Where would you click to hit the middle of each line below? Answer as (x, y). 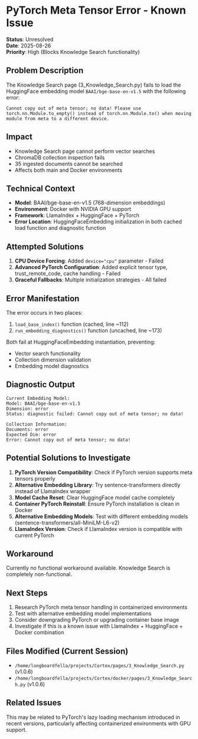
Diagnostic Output (40, 385)
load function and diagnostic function (60, 228)
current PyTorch (34, 535)
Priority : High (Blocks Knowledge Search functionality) (73, 52)
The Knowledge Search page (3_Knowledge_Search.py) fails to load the (94, 85)
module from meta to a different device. (58, 119)
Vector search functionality (48, 353)
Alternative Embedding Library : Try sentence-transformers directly (98, 485)
